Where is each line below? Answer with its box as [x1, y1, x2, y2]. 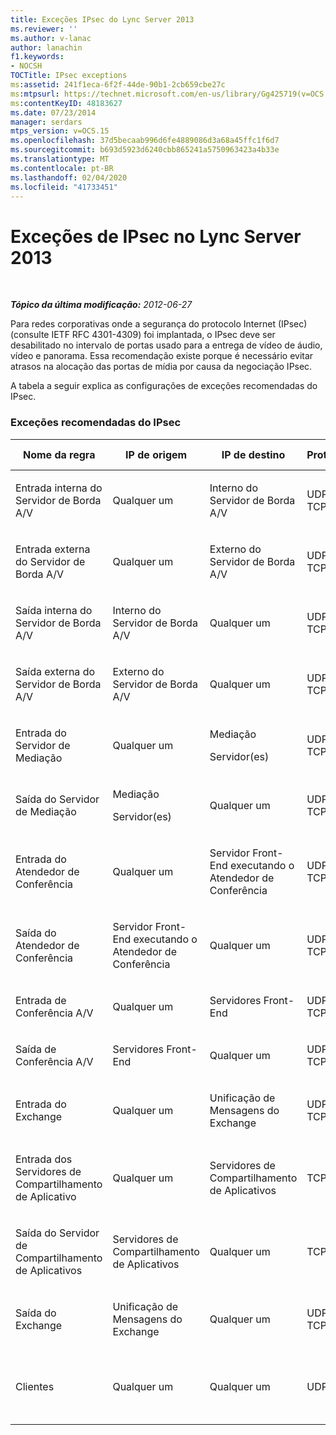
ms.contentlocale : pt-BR [10, 163, 114, 173]
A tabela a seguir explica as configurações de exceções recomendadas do [10, 380, 318, 392]
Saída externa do [15, 664, 96, 678]
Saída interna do [15, 603, 93, 617]
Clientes [15, 1379, 55, 1393]
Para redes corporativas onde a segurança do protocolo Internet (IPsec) [10, 318, 308, 330]
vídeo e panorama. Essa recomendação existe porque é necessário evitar [10, 350, 314, 362]
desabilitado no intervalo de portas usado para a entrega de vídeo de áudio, [10, 339, 323, 351]
